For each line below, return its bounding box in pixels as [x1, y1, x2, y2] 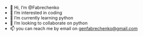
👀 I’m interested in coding [9, 10, 63, 16]
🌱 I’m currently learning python [9, 15, 73, 20]
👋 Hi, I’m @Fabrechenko [9, 5, 60, 10]
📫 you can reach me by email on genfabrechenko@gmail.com [9, 26, 138, 31]
